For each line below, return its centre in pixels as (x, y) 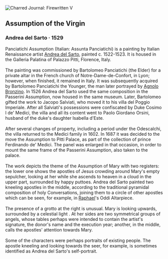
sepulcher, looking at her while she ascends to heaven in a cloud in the (78, 176)
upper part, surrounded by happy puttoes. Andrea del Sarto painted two (79, 182)
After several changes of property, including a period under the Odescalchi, (83, 128)
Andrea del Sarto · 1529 (34, 38)
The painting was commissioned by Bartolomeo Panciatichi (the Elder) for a (83, 70)
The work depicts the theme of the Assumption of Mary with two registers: (82, 166)
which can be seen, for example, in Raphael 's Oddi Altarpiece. (69, 198)
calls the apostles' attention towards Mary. (49, 229)
